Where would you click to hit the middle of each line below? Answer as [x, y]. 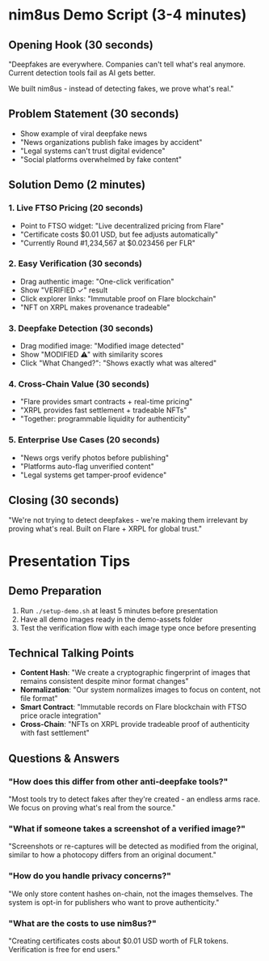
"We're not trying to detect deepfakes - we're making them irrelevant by [128, 519]
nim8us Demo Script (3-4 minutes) [128, 15]
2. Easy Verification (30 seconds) [76, 263]
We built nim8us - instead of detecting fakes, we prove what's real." [121, 88]
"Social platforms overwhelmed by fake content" [101, 159]
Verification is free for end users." [65, 949]
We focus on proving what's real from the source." [92, 807]
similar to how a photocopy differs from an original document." [112, 855]
